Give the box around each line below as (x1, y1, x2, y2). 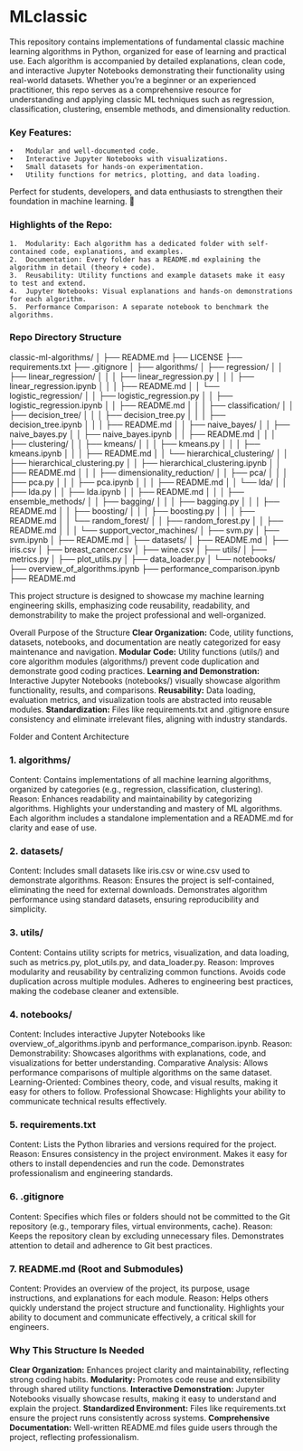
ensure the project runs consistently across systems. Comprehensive (9, 1413, 270, 1424)
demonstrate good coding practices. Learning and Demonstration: (9, 665, 260, 676)
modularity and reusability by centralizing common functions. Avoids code (9, 966, 287, 977)
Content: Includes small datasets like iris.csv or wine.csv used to (9, 866, 251, 877)
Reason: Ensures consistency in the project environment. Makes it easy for (9, 1149, 288, 1160)
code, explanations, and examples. (49, 247, 184, 256)
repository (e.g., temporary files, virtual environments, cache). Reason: (9, 1220, 273, 1231)
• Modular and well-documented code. (9, 147, 160, 156)
